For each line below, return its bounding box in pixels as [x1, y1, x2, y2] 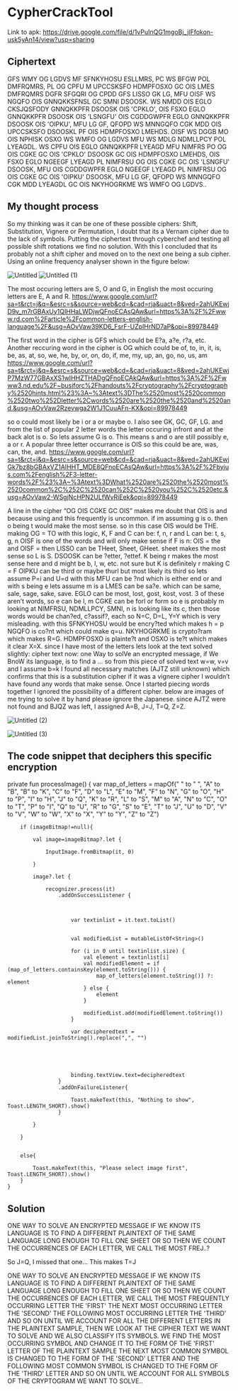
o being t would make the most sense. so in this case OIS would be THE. [7, 522, 219, 530]
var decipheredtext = [70, 1028, 135, 1035]
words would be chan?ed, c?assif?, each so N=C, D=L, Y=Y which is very [7, 612, 221, 620]
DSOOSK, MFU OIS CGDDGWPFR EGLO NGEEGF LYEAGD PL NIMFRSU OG [7, 164, 227, 174]
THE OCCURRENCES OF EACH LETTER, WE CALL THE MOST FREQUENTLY [7, 1294, 230, 1302]
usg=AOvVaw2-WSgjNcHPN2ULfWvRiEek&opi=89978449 [7, 492, 178, 501]
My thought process [7, 201, 99, 213]
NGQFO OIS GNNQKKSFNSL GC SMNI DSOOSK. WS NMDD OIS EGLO [7, 97, 212, 106]
